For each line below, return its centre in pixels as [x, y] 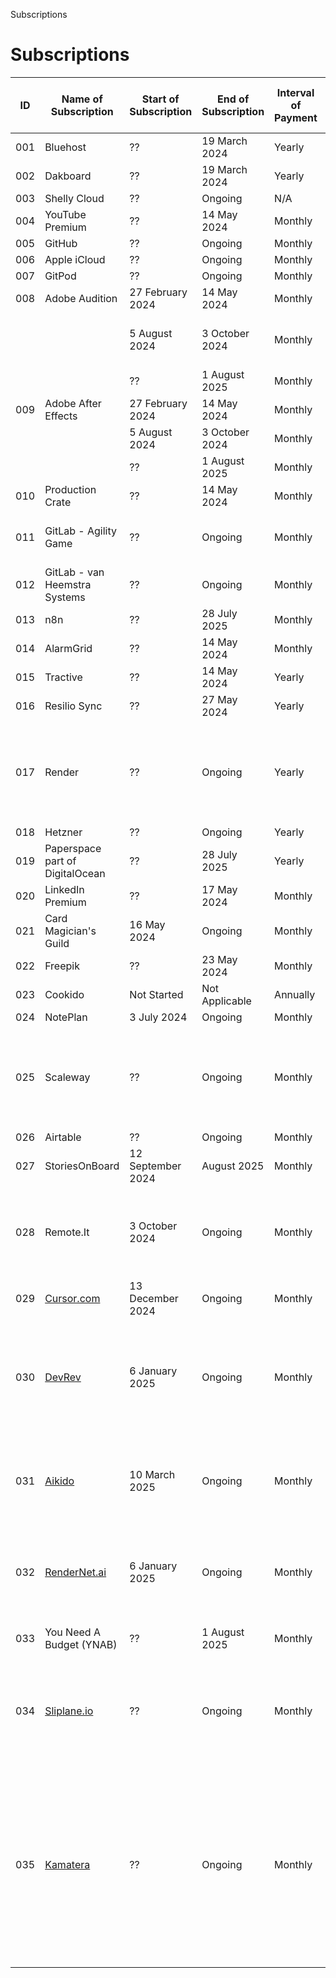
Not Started [156, 994]
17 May [219, 889]
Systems [65, 597]
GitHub [61, 243]
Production [70, 489]
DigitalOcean [75, 873]
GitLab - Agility [80, 531]
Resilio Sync [73, 706]
